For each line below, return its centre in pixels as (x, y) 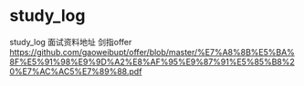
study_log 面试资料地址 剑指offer (71, 42)
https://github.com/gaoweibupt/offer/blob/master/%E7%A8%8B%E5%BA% (152, 52)
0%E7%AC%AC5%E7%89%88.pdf (76, 71)
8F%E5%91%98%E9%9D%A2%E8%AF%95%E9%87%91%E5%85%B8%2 (152, 62)
